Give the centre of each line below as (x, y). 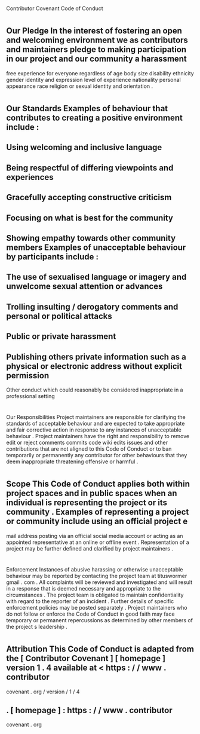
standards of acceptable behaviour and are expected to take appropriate (96, 424)
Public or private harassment (61, 337)
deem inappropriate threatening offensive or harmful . (72, 461)
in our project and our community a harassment (96, 59)
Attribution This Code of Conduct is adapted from (100, 649)
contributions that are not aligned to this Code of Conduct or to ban (89, 449)
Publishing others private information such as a (96, 357)
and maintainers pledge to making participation (96, 50)
